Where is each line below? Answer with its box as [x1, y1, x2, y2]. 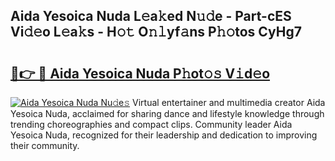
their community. [10, 140, 80, 151]
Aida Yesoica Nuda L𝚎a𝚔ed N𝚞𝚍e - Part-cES [10, 8, 292, 25]
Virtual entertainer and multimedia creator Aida [132, 97, 326, 108]
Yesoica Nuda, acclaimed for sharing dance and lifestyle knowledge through [10, 108, 325, 119]
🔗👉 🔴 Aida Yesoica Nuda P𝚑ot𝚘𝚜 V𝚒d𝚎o [10, 65, 271, 82]
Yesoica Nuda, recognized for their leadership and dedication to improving [10, 129, 318, 141]
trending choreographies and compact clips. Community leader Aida [10, 119, 293, 130]
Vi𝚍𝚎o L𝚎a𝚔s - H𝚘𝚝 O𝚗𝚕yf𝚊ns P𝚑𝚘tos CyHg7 [10, 24, 302, 41]
